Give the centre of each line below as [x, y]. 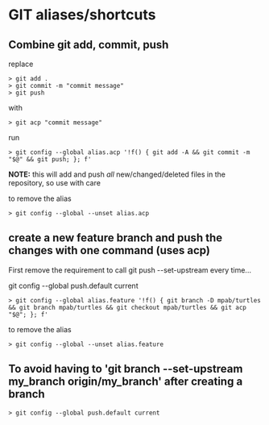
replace [21, 64]
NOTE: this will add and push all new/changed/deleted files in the [117, 174]
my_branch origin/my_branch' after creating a [126, 382]
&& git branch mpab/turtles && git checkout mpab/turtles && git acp [128, 307]
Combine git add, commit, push [89, 45]
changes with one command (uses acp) [110, 250]
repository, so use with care [54, 183]
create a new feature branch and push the [116, 238]
